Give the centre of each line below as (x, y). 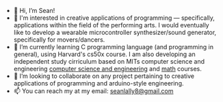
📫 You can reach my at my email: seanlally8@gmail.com (93, 91)
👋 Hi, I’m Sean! (34, 11)
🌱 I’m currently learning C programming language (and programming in (114, 47)
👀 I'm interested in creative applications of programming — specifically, (114, 18)
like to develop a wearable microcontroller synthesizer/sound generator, (115, 32)
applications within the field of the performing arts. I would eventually (112, 25)
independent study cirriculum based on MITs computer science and (109, 61)
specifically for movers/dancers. (59, 40)
